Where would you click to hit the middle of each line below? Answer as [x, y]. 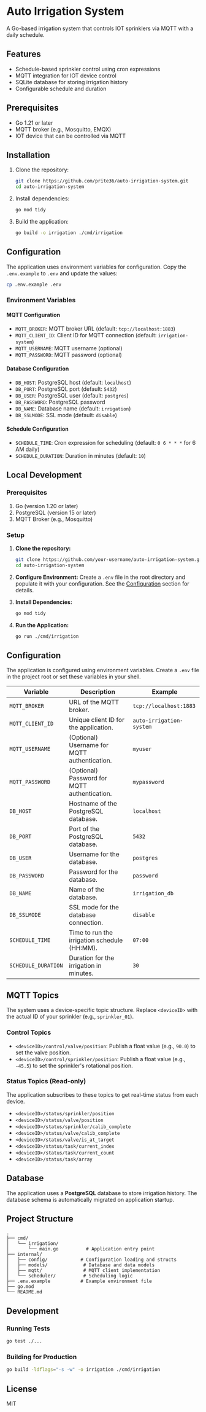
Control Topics [29, 1032]
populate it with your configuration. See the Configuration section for [102, 583]
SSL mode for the [94, 908]
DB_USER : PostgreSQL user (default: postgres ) [72, 395]
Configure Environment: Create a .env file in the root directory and [100, 577]
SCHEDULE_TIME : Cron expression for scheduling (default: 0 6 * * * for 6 [105, 443]
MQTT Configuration [33, 315]
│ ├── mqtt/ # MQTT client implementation [83, 1271]
